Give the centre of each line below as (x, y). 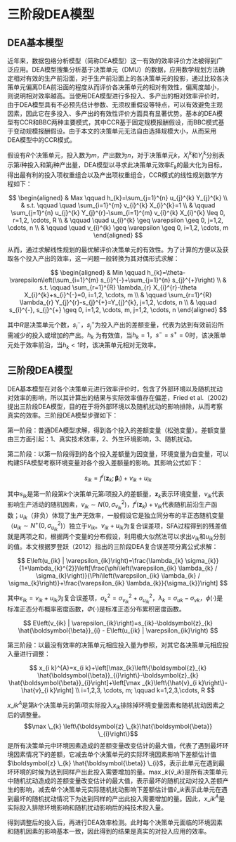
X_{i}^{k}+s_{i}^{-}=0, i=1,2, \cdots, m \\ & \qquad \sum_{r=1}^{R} (118, 295)
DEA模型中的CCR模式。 (41, 140)
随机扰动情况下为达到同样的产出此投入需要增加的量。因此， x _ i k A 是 (128, 798)
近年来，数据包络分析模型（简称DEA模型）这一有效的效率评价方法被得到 (112, 61)
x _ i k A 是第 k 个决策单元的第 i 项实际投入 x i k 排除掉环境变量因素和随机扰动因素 (113, 705)
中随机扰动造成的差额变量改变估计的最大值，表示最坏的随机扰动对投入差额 (115, 781)
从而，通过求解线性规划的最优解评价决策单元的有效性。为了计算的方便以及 (115, 250)
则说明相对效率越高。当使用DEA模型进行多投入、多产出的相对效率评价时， (115, 96)
